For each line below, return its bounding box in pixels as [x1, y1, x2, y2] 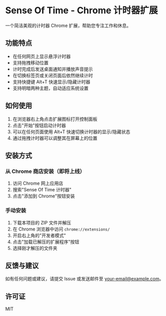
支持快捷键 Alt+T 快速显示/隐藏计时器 [12, 78, 90, 84]
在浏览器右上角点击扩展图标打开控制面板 [12, 116, 97, 122]
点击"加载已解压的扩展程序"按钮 [12, 239, 80, 245]
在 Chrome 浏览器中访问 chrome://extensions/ [12, 226, 110, 232]
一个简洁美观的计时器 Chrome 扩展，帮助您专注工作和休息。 [5, 22, 131, 28]
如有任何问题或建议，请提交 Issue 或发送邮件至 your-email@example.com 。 [5, 276, 164, 282]
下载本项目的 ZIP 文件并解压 [12, 219, 72, 225]
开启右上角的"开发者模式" [12, 232, 66, 238]
